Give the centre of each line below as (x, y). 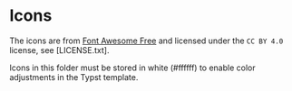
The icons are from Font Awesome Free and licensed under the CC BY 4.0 (146, 41)
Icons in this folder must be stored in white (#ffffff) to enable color (132, 68)
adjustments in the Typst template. (74, 77)
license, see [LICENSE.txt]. (60, 50)
